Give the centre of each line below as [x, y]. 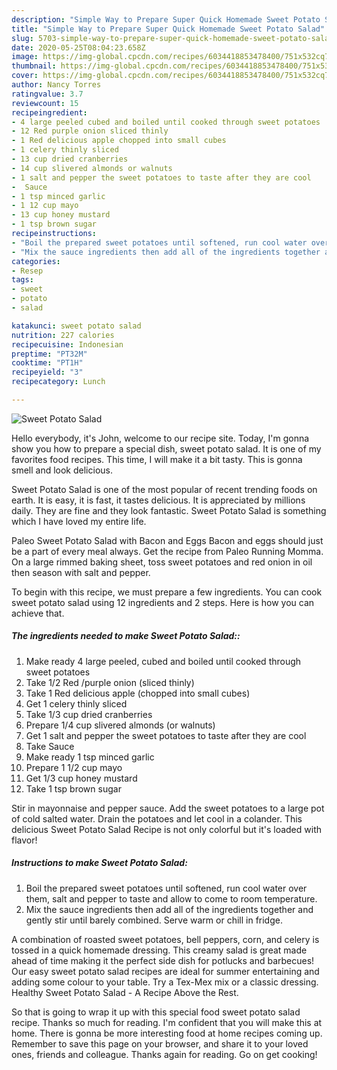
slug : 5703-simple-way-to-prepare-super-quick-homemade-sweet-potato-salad [172, 38]
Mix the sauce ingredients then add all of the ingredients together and [169, 909]
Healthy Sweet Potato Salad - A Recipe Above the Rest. [125, 992]
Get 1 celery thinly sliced [76, 703]
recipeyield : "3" [47, 372]
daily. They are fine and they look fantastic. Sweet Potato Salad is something [169, 510]
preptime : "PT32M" [49, 354]
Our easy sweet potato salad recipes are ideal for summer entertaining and [165, 971]
